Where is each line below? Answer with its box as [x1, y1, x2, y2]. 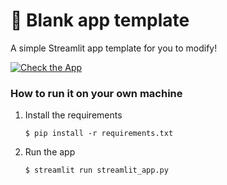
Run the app [24, 146, 76, 158]
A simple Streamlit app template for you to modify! [10, 42, 218, 54]
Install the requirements [24, 109, 123, 121]
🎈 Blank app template [10, 9, 190, 32]
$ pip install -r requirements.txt [24, 129, 174, 139]
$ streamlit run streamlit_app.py [24, 165, 169, 176]
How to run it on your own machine [10, 86, 183, 100]
